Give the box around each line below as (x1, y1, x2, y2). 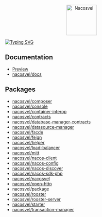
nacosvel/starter (12, 201, 45, 207)
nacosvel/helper (12, 139, 45, 145)
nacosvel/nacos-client (12, 155, 57, 161)
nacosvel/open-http (12, 181, 52, 186)
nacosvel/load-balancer (12, 145, 60, 150)
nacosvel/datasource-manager (12, 124, 74, 130)
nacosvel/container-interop (12, 108, 67, 114)
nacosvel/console (12, 103, 48, 109)
